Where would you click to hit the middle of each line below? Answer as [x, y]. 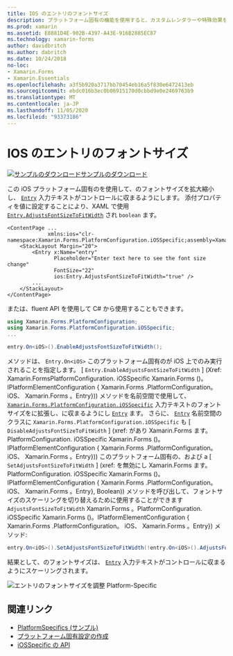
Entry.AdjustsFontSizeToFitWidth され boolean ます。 [84, 215]
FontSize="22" [74, 270]
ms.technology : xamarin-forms [51, 40]
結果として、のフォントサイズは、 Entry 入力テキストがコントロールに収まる [116, 562]
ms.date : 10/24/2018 [37, 59]
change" [18, 264]
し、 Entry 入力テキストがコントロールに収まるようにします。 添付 [102, 197]
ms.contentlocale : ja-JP [43, 104]
